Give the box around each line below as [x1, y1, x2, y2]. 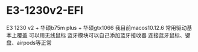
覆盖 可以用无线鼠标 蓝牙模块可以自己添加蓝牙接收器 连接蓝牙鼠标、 [16, 31, 185, 39]
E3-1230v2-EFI [6, 4, 83, 17]
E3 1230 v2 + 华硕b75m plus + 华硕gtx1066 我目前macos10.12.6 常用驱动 [6, 24, 187, 31]
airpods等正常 [16, 39, 52, 46]
